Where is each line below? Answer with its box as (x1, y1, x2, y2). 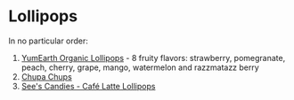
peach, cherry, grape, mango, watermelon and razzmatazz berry (20, 62, 259, 73)
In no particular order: (8, 35, 88, 46)
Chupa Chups (20, 71, 72, 81)
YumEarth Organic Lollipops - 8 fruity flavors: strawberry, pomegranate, (20, 52, 286, 63)
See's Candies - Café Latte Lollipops (20, 81, 156, 91)
